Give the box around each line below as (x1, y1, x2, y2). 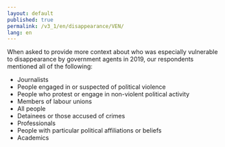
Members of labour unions (16, 97, 93, 106)
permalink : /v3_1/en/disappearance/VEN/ (7, 23, 125, 29)
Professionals (16, 119, 56, 127)
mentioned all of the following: (7, 62, 93, 70)
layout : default (7, 10, 54, 17)
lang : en (7, 29, 32, 36)
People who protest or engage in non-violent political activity (16, 90, 190, 98)
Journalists (16, 76, 49, 84)
